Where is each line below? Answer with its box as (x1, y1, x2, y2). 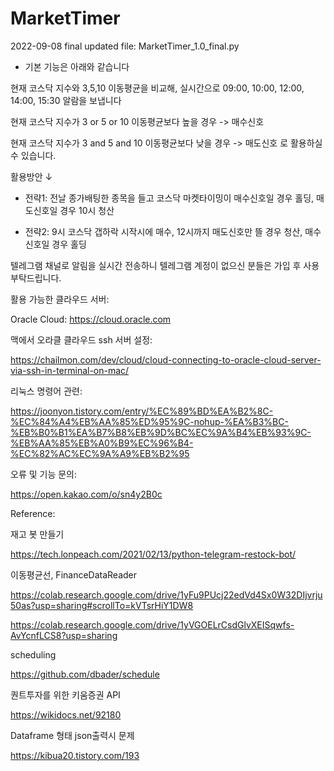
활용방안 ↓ (10, 170, 53, 182)
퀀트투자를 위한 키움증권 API (10, 688, 121, 701)
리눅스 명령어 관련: (10, 385, 83, 397)
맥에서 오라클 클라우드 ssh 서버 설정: (10, 333, 153, 346)
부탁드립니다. (10, 272, 62, 284)
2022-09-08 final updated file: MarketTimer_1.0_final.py (10, 40, 240, 52)
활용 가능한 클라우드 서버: (10, 293, 110, 305)
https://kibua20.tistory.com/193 (10, 749, 140, 761)
